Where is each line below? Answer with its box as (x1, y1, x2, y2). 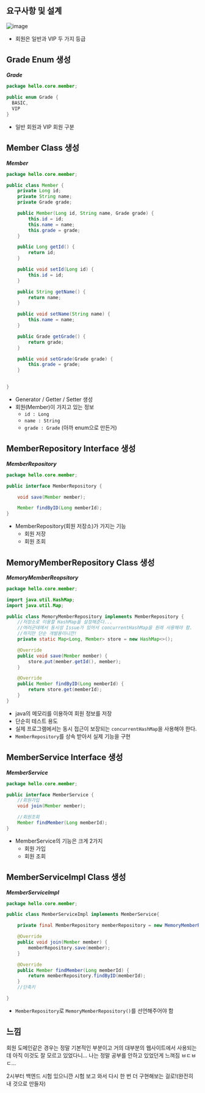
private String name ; (17, 194, 72, 200)
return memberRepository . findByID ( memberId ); (28, 973, 146, 979)
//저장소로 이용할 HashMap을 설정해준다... (17, 619, 113, 625)
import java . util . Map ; (6, 602, 64, 609)
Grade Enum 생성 (6, 54, 71, 65)
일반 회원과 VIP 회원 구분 (15, 123, 74, 130)
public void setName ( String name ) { (17, 311, 111, 318)
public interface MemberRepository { (6, 483, 103, 489)
